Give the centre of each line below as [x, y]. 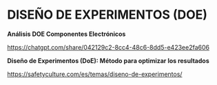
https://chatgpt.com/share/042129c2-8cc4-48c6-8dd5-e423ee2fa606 [108, 47]
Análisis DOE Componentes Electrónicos [66, 34]
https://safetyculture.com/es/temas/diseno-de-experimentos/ [95, 74]
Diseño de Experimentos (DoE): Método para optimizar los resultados [108, 60]
